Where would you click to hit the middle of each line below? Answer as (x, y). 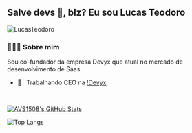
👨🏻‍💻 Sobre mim (33, 47)
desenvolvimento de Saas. (45, 69)
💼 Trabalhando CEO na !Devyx (62, 82)
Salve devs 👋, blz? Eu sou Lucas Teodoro (96, 13)
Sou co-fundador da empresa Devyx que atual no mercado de (95, 62)
